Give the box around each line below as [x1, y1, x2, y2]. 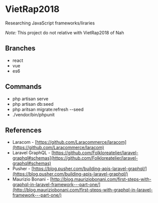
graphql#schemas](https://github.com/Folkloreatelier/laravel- [12, 155, 138, 161]
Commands [5, 82, 42, 91]
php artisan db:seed [12, 101, 54, 107]
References [5, 126, 42, 134]
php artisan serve [12, 96, 49, 102]
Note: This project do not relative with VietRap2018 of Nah [5, 29, 124, 35]
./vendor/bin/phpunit [12, 111, 55, 118]
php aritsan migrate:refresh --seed [12, 106, 84, 112]
